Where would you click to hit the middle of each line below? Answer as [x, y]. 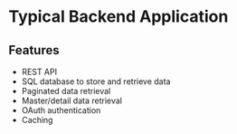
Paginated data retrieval [66, 91]
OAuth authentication [61, 110]
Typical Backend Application [118, 17]
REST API [39, 72]
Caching [37, 120]
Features [34, 50]
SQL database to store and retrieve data [96, 81]
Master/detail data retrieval [72, 100]
